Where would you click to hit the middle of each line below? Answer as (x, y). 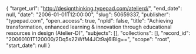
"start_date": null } (28, 45)
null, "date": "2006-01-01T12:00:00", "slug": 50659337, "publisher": (88, 15)
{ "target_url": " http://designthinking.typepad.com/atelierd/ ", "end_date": (94, 8)
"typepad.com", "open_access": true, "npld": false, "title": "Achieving (90, 21)
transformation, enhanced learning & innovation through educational (89, 27)
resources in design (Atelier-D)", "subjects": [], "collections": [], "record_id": (98, 33)
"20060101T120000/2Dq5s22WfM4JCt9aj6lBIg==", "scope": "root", (88, 39)
